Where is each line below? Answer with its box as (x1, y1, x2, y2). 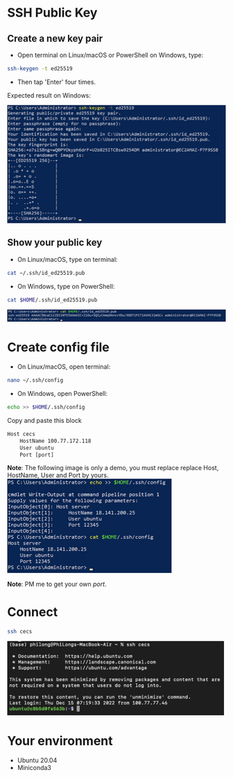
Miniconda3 (17, 763, 52, 771)
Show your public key (7, 237, 103, 249)
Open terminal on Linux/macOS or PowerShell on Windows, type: (17, 51, 204, 59)
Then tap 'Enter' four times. (17, 78, 96, 86)
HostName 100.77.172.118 (19, 437, 92, 444)
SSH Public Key (7, 5, 98, 21)
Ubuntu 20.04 (17, 755, 58, 765)
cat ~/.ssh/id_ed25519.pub (7, 269, 85, 276)
